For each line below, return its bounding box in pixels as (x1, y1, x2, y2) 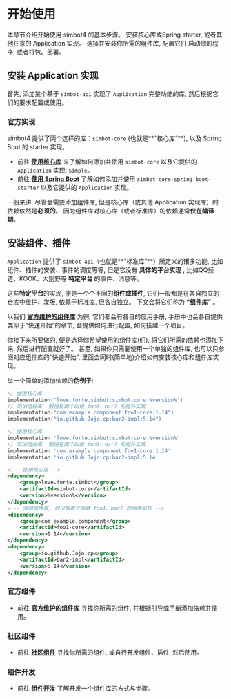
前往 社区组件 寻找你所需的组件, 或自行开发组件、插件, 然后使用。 (17, 649, 203, 657)
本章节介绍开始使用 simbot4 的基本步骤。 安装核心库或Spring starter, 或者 (7, 30, 217, 39)
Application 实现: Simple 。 (17, 166, 94, 175)
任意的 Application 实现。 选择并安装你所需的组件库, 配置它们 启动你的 (12, 39, 212, 47)
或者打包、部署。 (16, 48, 66, 56)
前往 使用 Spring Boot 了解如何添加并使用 (17, 175, 136, 183)
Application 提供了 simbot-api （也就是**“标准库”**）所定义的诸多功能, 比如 (7, 257, 223, 265)
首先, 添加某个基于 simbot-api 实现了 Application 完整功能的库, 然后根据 (7, 89, 213, 97)
